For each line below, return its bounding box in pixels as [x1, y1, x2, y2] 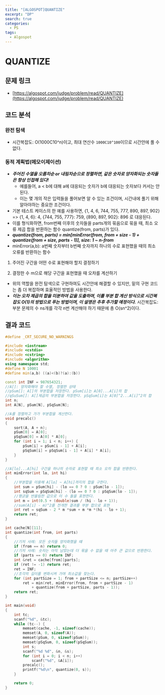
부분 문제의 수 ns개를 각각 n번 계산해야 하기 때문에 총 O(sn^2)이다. [12, 305, 141, 311]
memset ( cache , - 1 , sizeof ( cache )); [23, 626, 96, 631]
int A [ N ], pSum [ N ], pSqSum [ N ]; [5, 403, 69, 408]
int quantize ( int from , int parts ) [5, 530, 78, 535]
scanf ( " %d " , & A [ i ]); [31, 658, 74, 663]
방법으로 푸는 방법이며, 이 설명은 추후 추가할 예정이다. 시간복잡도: [34, 299, 159, 305]
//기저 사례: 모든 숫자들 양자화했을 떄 [14, 539, 83, 544]
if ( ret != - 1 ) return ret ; [14, 562, 71, 567]
